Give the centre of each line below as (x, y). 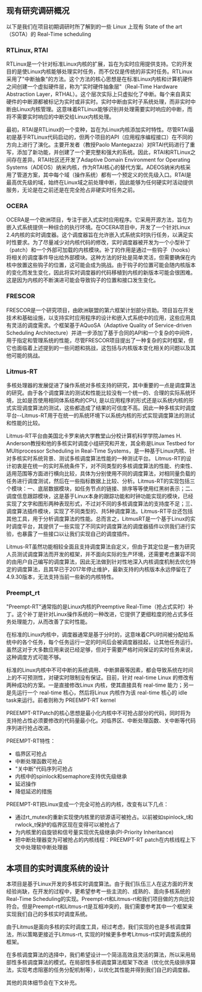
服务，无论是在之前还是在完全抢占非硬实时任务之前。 (72, 190)
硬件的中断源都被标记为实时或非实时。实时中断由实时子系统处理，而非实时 (98, 102)
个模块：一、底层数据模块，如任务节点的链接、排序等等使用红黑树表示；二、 (101, 488)
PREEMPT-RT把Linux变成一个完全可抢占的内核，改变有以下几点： (88, 804)
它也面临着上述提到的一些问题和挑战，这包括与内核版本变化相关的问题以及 (98, 348)
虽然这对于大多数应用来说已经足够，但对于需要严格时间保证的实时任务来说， (101, 650)
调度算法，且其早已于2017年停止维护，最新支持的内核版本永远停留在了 (104, 569)
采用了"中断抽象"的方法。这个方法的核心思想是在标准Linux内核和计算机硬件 (100, 79)
